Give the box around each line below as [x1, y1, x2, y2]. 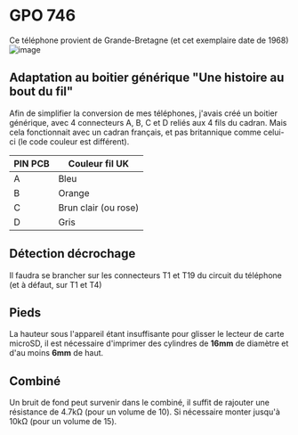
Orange [58, 186, 90, 199]
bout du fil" [9, 84, 74, 99]
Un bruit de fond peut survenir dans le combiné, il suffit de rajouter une [9, 398, 270, 408]
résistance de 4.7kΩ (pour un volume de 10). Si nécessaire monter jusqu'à [9, 406, 280, 417]
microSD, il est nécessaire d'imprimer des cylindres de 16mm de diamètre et [9, 338, 289, 349]
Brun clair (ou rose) [58, 201, 140, 214]
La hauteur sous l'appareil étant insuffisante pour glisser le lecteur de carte [9, 329, 285, 340]
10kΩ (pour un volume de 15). [9, 416, 117, 427]
